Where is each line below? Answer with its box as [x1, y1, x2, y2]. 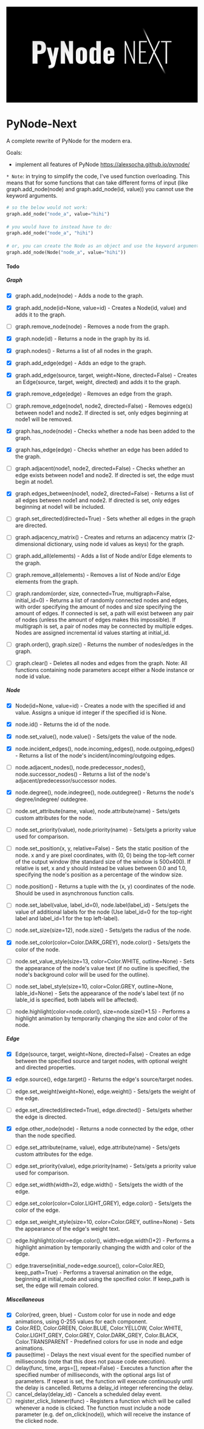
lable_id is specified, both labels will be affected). [15, 996, 138, 1003]
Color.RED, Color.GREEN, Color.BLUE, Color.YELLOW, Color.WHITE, [15, 1324, 183, 1332]
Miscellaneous [6, 1296, 44, 1303]
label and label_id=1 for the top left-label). [15, 915, 120, 922]
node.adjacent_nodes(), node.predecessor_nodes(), [15, 763, 146, 770]
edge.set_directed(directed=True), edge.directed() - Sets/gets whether [15, 1106, 193, 1114]
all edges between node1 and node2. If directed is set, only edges [15, 497, 180, 504]
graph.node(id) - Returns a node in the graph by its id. [15, 335, 151, 342]
